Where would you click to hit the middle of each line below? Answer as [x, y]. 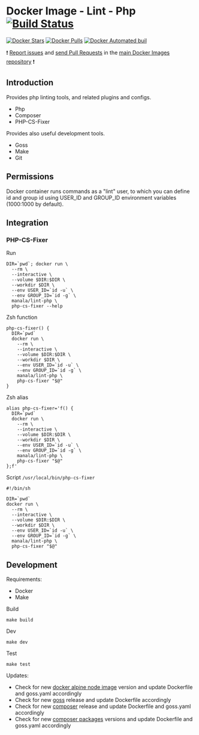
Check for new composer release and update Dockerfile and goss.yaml [103, 706]
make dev [17, 642]
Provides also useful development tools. [55, 133]
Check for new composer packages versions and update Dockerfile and [104, 719]
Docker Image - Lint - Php [71, 11]
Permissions [30, 177]
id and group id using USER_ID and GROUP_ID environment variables [91, 197]
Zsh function [22, 318]
